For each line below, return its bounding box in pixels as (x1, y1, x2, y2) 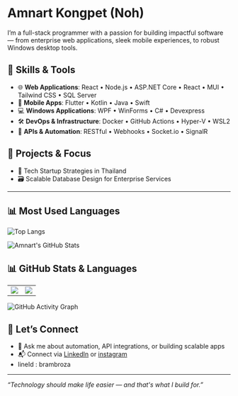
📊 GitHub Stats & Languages (7, 262, 137, 274)
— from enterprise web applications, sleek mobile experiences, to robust (7, 35, 220, 44)
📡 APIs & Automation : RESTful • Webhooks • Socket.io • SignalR (17, 127, 208, 135)
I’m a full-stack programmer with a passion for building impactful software (7, 28, 224, 37)
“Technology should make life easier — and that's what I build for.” (7, 380, 203, 389)
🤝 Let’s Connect (7, 323, 79, 335)
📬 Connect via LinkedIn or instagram (17, 350, 127, 358)
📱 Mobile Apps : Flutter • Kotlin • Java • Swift (17, 98, 150, 107)
